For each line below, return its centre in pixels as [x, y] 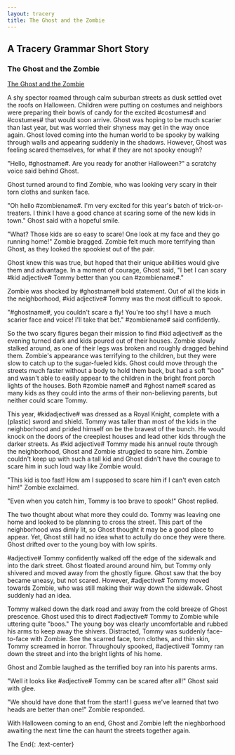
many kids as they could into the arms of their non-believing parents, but [112, 393]
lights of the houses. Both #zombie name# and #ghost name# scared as [112, 386]
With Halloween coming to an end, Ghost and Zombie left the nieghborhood [116, 723]
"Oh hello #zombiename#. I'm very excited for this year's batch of [102, 206]
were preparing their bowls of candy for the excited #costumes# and [107, 112]
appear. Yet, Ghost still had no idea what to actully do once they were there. [117, 537]
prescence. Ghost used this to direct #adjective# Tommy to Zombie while [113, 617]
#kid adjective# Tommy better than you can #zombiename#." [95, 277]
